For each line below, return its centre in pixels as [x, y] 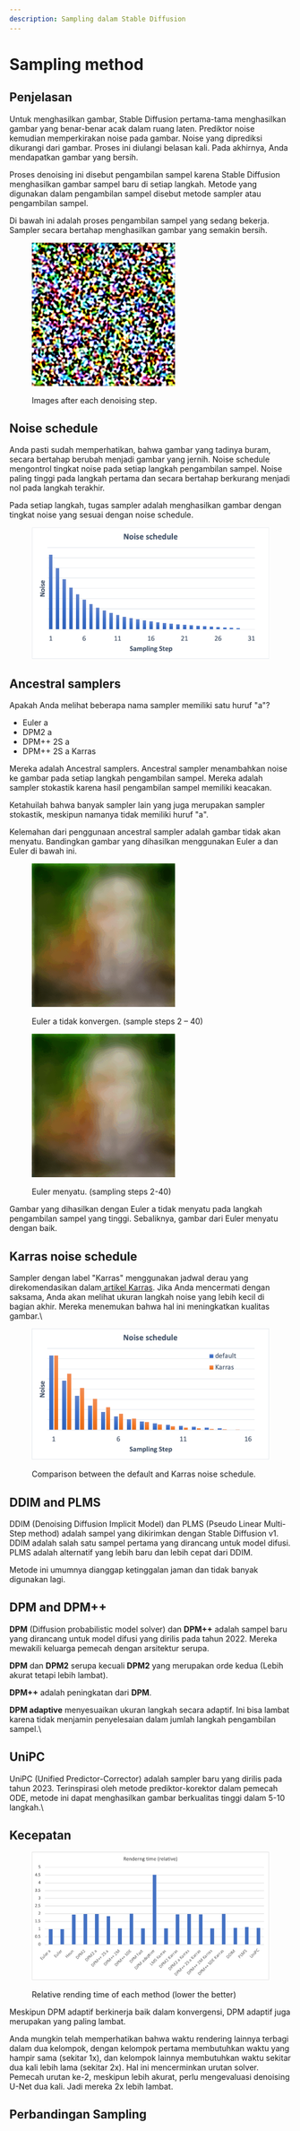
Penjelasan [41, 97]
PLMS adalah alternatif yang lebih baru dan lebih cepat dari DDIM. [131, 1553]
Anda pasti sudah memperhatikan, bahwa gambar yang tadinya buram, [140, 450]
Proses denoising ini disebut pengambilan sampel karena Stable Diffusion [145, 174]
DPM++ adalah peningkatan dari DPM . [81, 1692]
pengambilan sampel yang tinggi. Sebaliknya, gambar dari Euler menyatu [144, 1218]
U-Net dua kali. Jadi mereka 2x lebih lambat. [91, 2087]
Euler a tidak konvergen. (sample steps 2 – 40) [117, 1021]
